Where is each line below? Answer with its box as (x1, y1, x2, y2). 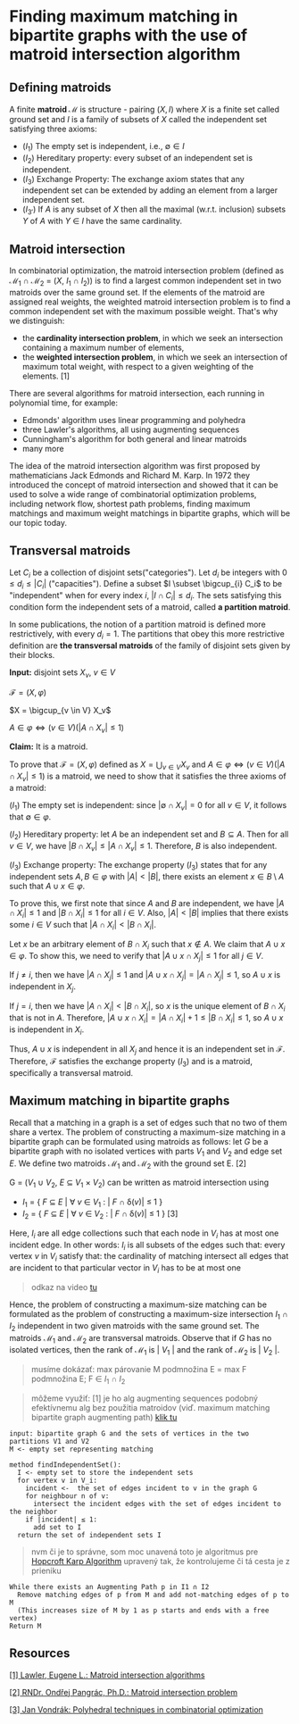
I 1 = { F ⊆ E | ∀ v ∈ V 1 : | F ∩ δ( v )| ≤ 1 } (21, 1196, 163, 1209)
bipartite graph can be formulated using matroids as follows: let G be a (9, 1136, 269, 1146)
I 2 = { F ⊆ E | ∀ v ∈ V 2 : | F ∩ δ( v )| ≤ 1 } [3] (21, 1208, 179, 1220)
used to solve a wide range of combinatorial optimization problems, (9, 488, 257, 499)
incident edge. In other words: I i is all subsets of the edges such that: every (9, 1239, 286, 1252)
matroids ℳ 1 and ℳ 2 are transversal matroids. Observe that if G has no (9, 1332, 272, 1345)
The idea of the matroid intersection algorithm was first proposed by (9, 460, 261, 471)
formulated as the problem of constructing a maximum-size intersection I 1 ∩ (9, 1308, 288, 1321)
